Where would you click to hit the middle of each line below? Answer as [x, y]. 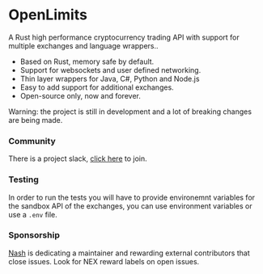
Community [32, 141]
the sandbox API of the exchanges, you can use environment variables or [130, 206]
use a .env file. [33, 214]
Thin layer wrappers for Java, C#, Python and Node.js [110, 78]
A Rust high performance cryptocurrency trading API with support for [124, 37]
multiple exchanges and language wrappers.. [84, 45]
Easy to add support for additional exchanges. [97, 87]
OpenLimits [48, 15]
